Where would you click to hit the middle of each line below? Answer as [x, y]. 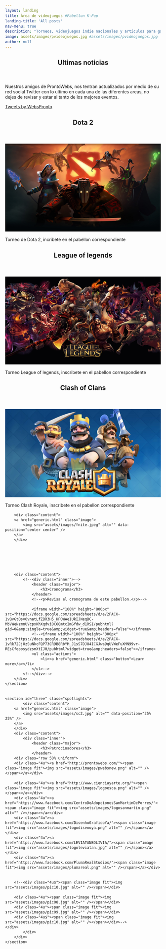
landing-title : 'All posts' [34, 21]
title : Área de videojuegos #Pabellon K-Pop [52, 16]
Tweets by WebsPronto [29, 107]
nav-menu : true [21, 26]
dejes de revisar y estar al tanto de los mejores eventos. [62, 97]
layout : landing [22, 10]
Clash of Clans [83, 388]
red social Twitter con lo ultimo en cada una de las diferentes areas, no [77, 92]
